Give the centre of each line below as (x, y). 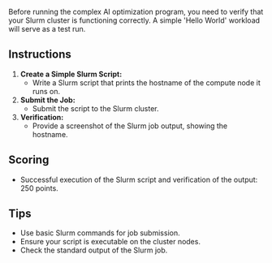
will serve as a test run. (47, 29)
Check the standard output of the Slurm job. (94, 250)
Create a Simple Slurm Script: (71, 74)
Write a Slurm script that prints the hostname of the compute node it (147, 82)
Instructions (40, 55)
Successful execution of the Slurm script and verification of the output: (139, 179)
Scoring (29, 160)
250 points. (39, 188)
